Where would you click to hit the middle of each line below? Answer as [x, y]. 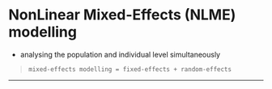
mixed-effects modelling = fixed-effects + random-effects [130, 69]
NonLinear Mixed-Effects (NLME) [122, 15]
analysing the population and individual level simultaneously [120, 54]
